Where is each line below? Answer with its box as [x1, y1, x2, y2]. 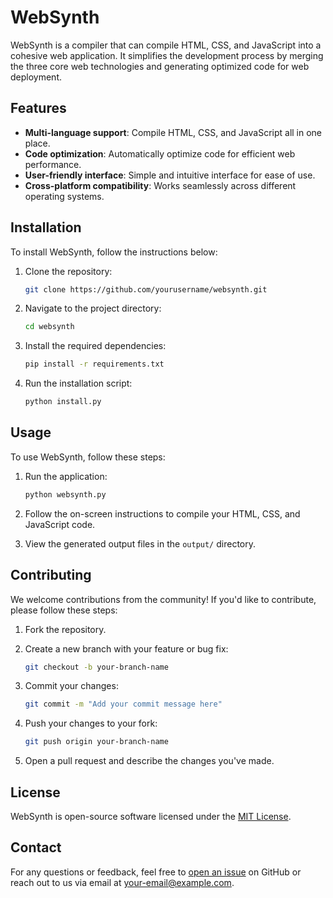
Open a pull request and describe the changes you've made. [24, 755, 275, 767]
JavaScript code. [24, 518, 96, 530]
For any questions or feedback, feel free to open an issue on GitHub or [10, 866, 302, 878]
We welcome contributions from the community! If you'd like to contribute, [10, 593, 317, 605]
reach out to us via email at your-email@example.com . [10, 876, 235, 888]
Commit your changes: [24, 680, 119, 692]
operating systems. [24, 190, 105, 202]
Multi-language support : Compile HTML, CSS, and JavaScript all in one [24, 126, 323, 138]
